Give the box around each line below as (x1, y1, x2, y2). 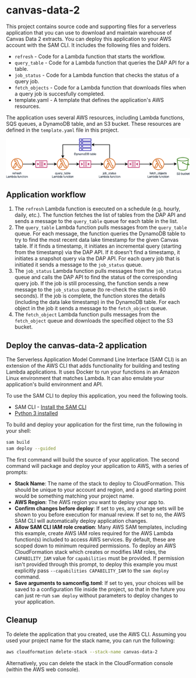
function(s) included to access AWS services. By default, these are (14, 536, 176, 543)
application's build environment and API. (6, 381, 103, 388)
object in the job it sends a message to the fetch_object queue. (14, 305, 167, 312)
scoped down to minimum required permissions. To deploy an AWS (14, 542, 176, 549)
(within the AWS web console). (6, 666, 80, 673)
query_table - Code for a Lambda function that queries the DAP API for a (14, 59, 190, 66)
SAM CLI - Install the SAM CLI (14, 403, 86, 410)
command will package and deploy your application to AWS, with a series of (6, 462, 189, 469)
